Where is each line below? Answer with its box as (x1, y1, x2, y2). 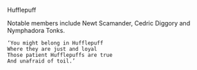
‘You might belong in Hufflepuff (7, 40, 104, 47)
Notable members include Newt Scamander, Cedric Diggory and (7, 19, 191, 27)
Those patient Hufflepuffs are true (7, 51, 113, 58)
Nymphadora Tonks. (7, 27, 66, 34)
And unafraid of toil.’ (7, 58, 76, 65)
